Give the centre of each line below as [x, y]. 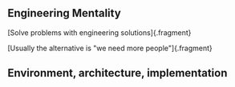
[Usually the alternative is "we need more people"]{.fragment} [110, 48]
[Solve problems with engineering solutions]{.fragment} [99, 32]
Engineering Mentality [64, 13]
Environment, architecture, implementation [118, 73]
